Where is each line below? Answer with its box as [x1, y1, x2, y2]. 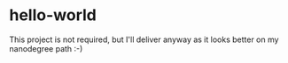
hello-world [9, 5, 97, 25]
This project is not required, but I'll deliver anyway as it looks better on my [9, 34, 279, 45]
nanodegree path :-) [9, 43, 83, 53]
